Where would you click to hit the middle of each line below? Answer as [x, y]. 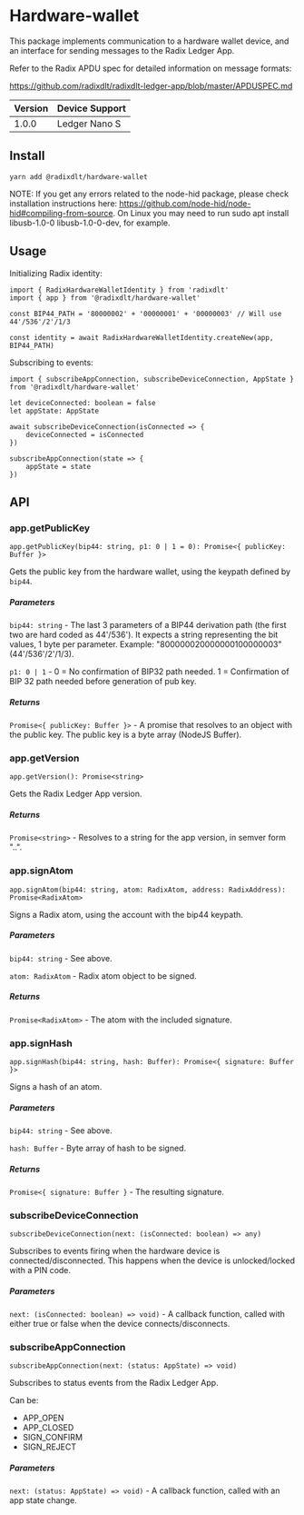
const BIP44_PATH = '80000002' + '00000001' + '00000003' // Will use [146, 314]
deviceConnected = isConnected [85, 434]
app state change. [43, 1500]
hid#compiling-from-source [61, 213]
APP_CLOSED [48, 1428]
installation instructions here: [64, 203]
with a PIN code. [40, 1271]
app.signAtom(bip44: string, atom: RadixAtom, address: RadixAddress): [147, 890]
